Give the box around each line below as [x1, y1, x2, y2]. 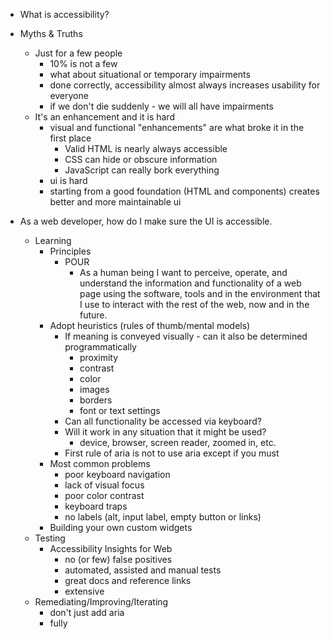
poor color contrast [64, 490, 145, 501]
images [79, 384, 110, 395]
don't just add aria [49, 607, 125, 618]
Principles [49, 245, 92, 257]
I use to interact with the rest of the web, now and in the [79, 299, 310, 310]
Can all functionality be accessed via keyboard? [64, 415, 262, 427]
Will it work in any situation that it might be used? [64, 426, 267, 438]
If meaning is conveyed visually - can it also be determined [64, 330, 308, 342]
